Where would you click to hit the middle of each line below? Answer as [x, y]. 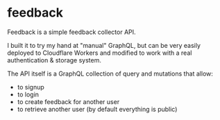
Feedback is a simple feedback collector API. [72, 32]
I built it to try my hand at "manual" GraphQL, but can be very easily [104, 45]
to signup [31, 87]
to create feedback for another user [68, 101]
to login [28, 94]
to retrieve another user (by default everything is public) [97, 109]
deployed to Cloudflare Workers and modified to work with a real [100, 53]
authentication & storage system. [54, 60]
